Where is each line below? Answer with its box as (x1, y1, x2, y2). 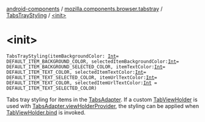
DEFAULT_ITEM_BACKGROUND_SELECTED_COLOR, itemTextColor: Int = (6, 63, 166, 70)
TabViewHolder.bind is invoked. (6, 109, 86, 116)
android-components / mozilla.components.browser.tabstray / (6, 5, 163, 12)
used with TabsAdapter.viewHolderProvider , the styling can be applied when (6, 102, 199, 109)
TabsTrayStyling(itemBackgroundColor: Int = (6, 53, 119, 59)
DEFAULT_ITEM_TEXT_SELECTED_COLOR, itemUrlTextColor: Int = (6, 74, 157, 81)
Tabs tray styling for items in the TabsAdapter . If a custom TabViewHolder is (6, 96, 198, 103)
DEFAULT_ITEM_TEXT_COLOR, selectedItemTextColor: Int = (6, 69, 147, 75)
